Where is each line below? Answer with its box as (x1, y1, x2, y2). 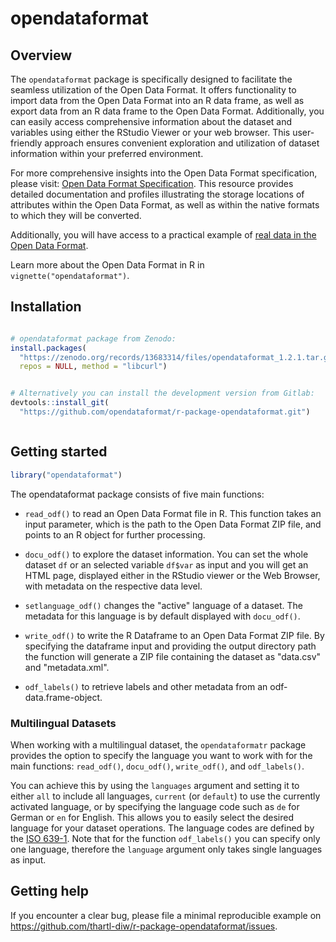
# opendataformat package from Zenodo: (10, 333, 177, 344)
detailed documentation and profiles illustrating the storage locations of (10, 188, 305, 200)
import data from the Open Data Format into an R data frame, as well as (10, 95, 305, 106)
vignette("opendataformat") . (10, 270, 130, 281)
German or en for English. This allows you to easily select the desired (10, 811, 295, 823)
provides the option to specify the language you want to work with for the (10, 749, 313, 761)
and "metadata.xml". (24, 661, 110, 673)
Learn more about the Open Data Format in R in (10, 259, 205, 271)
